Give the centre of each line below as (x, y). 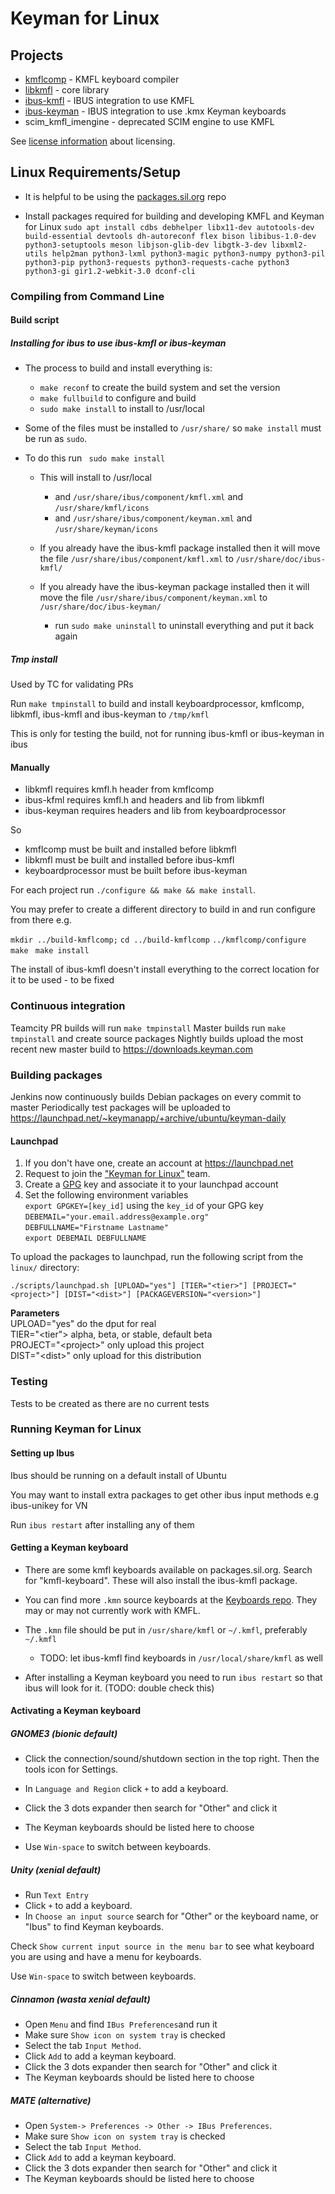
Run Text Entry (56, 1895)
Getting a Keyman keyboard (69, 1548)
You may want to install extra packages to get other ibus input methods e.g (165, 1494)
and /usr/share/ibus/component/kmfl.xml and (149, 497)
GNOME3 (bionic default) (64, 1734)
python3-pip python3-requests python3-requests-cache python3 (157, 262)
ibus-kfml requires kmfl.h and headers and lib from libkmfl (144, 800)
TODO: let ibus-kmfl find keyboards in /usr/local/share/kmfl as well (181, 1658)
